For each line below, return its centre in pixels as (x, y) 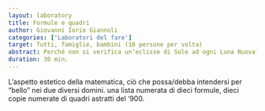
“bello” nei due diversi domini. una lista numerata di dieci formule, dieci (123, 90)
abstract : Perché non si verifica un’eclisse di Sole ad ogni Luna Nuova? (134, 52)
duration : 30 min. (38, 60)
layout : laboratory (40, 15)
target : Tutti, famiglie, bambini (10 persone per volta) (105, 45)
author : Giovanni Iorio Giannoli (63, 30)
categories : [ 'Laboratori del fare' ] (70, 37)
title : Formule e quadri (49, 23)
